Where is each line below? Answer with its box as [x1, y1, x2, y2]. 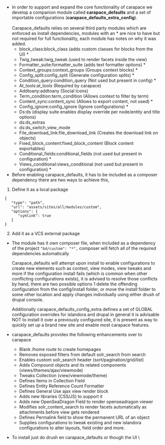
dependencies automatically [11, 251, 69, 256]
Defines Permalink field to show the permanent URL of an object [19, 414, 150, 420]
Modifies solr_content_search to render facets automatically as [19, 404, 147, 410]
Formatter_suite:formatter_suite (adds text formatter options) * [19, 62, 146, 68]
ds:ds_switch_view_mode [19, 125, 71, 130]
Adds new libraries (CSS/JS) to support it [19, 394, 103, 399]
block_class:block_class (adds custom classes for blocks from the [19, 46, 153, 52]
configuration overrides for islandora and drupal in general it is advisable [11, 311, 160, 317]
